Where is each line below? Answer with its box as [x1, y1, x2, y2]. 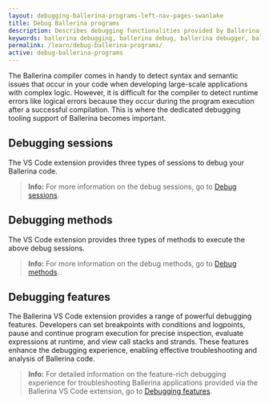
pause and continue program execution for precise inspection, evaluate [8, 329, 244, 338]
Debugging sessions [8, 137, 114, 150]
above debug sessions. [8, 243, 86, 253]
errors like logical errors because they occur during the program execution [8, 97, 255, 106]
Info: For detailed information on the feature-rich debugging [27, 370, 227, 379]
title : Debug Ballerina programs [8, 19, 120, 27]
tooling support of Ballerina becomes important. [8, 114, 167, 122]
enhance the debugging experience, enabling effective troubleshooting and [8, 346, 258, 355]
